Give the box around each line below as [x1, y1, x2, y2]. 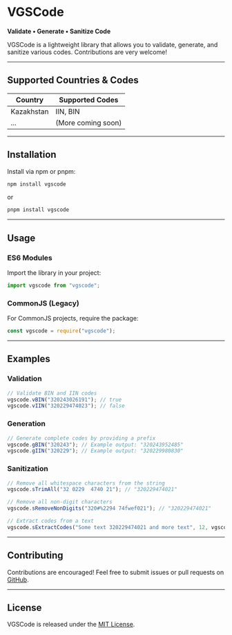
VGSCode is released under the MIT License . [7, 620, 135, 629]
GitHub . [7, 575, 29, 584]
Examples [7, 353, 50, 365]
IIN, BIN [55, 107, 81, 116]
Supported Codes [59, 95, 119, 105]
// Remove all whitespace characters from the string [7, 479, 166, 487]
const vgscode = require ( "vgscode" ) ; [7, 328, 116, 334]
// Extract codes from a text [7, 517, 95, 525]
